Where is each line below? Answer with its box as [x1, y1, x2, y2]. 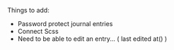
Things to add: [7, 6, 50, 14]
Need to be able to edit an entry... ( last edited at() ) [17, 35, 168, 43]
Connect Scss [17, 27, 59, 35]
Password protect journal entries [17, 20, 113, 27]
